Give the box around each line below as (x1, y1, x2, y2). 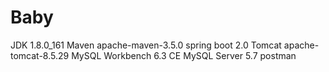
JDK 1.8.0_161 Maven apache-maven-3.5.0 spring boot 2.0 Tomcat (10, 39, 282, 51)
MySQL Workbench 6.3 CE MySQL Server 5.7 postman (71, 49, 297, 61)
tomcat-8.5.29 (10, 49, 70, 61)
